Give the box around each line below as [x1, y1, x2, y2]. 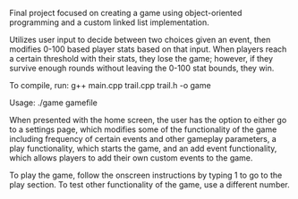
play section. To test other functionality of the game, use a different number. [9, 179, 291, 190]
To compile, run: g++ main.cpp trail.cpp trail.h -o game [9, 80, 212, 90]
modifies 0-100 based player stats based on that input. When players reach [9, 44, 287, 54]
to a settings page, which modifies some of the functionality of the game [9, 124, 277, 135]
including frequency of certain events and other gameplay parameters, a [9, 134, 277, 144]
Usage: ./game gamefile [9, 97, 98, 108]
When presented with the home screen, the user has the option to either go [9, 115, 287, 125]
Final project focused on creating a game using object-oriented [9, 8, 243, 18]
